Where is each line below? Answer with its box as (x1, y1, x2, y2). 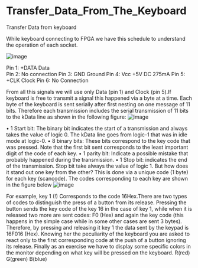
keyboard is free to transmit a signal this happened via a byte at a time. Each (6, 94, 192, 102)
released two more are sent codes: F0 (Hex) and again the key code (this (6, 211, 184, 218)
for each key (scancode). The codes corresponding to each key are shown (6, 175, 188, 182)
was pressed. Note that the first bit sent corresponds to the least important (6, 143, 189, 151)
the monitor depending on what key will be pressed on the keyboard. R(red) (6, 249, 190, 256)
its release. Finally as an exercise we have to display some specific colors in (6, 243, 191, 250)
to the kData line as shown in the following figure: (6, 113, 126, 120)
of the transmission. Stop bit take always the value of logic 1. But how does (6, 162, 189, 169)
